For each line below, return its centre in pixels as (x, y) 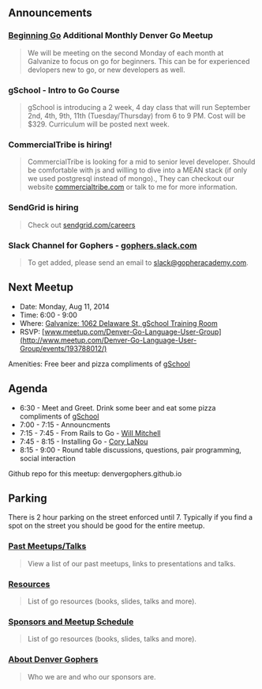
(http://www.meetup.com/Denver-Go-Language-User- (108, 340)
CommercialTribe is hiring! (60, 144)
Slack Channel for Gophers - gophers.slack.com (103, 245)
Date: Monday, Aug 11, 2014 (65, 306)
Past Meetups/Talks (47, 547)
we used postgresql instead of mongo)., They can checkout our (131, 179)
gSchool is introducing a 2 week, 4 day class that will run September (139, 107)
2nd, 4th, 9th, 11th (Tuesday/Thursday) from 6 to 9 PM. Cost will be (137, 115)
